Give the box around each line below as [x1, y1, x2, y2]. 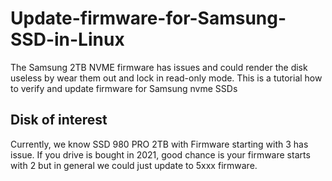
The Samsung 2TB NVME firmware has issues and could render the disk [10, 61, 308, 73]
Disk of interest [10, 112, 108, 129]
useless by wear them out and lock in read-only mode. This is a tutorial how [10, 72, 323, 84]
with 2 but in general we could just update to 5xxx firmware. [10, 159, 258, 171]
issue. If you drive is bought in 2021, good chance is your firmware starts [10, 148, 311, 161]
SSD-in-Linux [10, 28, 125, 51]
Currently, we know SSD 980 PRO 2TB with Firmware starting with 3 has [10, 138, 309, 150]
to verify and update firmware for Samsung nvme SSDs [10, 82, 238, 94]
